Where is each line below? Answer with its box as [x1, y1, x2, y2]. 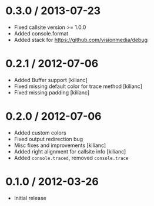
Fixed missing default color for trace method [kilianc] [14, 83, 142, 90]
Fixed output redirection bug [14, 135, 83, 142]
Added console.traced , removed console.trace [14, 154, 129, 161]
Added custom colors [14, 129, 66, 136]
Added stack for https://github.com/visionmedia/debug [14, 36, 148, 43]
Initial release [14, 194, 46, 201]
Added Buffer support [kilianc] [14, 76, 88, 83]
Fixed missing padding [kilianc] [14, 89, 90, 96]
